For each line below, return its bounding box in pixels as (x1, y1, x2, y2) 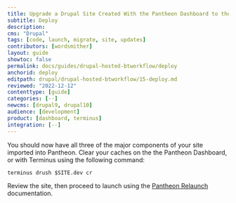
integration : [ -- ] (7, 121, 61, 129)
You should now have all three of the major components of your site (7, 140, 204, 149)
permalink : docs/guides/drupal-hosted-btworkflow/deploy (7, 63, 178, 70)
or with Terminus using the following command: (7, 155, 145, 164)
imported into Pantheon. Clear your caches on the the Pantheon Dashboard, (7, 148, 228, 157)
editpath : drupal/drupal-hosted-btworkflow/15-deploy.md (7, 75, 178, 83)
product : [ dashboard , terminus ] (7, 114, 102, 122)
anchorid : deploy (7, 69, 58, 76)
